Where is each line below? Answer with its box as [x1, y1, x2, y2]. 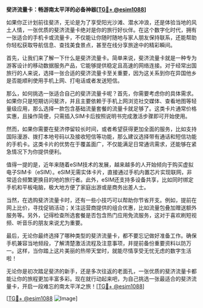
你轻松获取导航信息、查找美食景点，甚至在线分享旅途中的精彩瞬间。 [6, 42, 176, 48]
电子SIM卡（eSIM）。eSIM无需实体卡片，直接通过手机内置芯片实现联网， [6, 169, 187, 175]
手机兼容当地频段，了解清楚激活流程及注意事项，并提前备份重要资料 [6, 240, 176, 247]
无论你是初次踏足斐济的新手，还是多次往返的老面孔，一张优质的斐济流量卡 [6, 267, 192, 275]
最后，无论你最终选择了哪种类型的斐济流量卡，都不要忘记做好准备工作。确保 [6, 232, 197, 239]
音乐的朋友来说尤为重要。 [22, 219, 86, 226]
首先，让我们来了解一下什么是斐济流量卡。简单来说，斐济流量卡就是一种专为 [6, 54, 197, 61]
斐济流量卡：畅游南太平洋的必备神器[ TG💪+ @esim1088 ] [6, 6, 147, 13]
